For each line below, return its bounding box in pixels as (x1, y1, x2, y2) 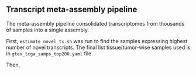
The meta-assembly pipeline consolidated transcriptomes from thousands (6, 20, 185, 27)
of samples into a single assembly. (6, 26, 90, 33)
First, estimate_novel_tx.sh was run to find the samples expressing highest (6, 37, 188, 44)
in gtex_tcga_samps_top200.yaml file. (6, 50, 94, 57)
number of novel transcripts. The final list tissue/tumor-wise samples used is (6, 44, 191, 51)
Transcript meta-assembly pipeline (6, 5, 137, 15)
